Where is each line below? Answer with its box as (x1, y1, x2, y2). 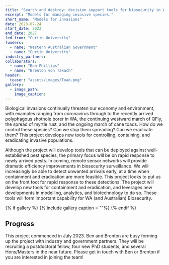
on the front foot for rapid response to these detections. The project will (5, 179, 154, 185)
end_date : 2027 (5, 31, 37, 36)
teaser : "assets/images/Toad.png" (10, 77, 82, 82)
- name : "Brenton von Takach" (10, 68, 73, 73)
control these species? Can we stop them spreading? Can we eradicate (5, 127, 153, 133)
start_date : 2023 (5, 26, 42, 31)
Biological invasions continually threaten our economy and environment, (5, 105, 155, 111)
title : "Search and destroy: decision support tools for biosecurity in (5, 7, 161, 13)
